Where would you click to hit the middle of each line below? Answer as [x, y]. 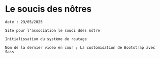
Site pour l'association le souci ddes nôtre [52, 30]
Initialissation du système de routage [46, 39]
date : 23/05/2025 [24, 22]
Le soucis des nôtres [48, 9]
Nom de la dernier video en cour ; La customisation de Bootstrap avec [80, 47]
